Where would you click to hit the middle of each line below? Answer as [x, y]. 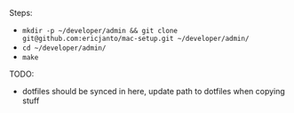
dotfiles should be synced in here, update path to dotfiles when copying [154, 91]
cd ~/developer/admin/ [64, 48]
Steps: [21, 13]
